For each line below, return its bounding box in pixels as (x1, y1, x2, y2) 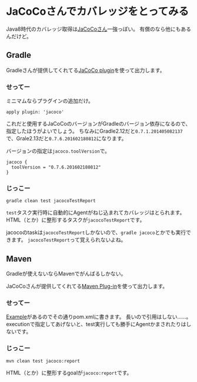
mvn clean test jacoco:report (6, 358, 81, 364)
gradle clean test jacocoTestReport (6, 198, 96, 204)
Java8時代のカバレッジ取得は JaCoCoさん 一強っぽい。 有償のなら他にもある (6, 25, 192, 32)
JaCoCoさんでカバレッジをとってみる (6, 5, 189, 18)
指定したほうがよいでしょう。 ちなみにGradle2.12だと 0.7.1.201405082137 (6, 127, 183, 135)
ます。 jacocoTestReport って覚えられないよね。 (11, 236, 126, 243)
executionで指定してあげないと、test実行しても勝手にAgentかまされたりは (6, 321, 186, 328)
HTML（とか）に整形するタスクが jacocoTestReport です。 (6, 216, 145, 223)
